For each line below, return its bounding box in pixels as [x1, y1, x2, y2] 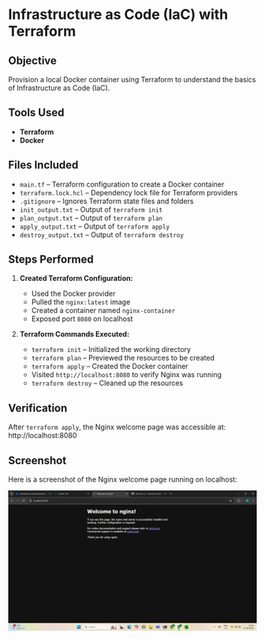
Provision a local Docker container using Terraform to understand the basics [8, 75, 256, 84]
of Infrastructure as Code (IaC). [8, 83, 110, 93]
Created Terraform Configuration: [19, 274, 133, 283]
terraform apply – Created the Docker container [31, 361, 188, 371]
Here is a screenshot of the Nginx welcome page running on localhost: [8, 475, 238, 484]
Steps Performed [8, 253, 95, 267]
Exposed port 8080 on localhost [31, 314, 133, 323]
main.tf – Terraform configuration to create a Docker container [19, 180, 225, 189]
